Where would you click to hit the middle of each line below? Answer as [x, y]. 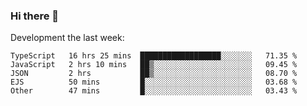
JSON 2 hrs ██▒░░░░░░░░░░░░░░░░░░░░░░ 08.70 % [154, 74]
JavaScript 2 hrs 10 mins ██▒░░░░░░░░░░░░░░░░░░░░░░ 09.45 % [154, 65]
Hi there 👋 [35, 16]
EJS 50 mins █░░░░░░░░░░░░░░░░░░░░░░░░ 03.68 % [154, 82]
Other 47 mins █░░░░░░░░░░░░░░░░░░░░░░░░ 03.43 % [154, 91]
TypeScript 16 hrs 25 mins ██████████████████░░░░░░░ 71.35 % [154, 56]
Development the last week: [67, 38]
